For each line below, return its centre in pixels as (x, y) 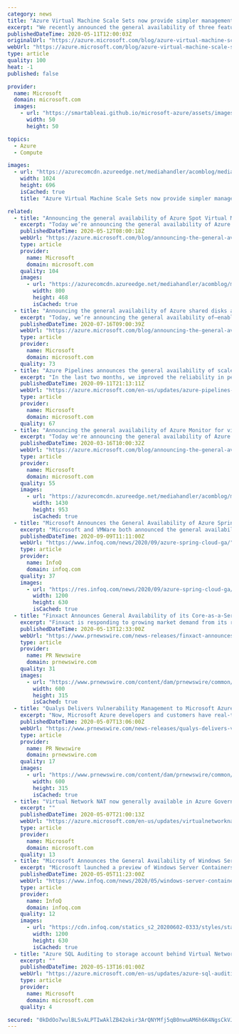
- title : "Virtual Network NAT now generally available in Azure (113, 802)
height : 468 (51, 297)
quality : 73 (38, 364)
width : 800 (49, 291)
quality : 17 (38, 762)
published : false (33, 73)
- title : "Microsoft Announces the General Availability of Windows (117, 861)
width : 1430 (51, 503)
